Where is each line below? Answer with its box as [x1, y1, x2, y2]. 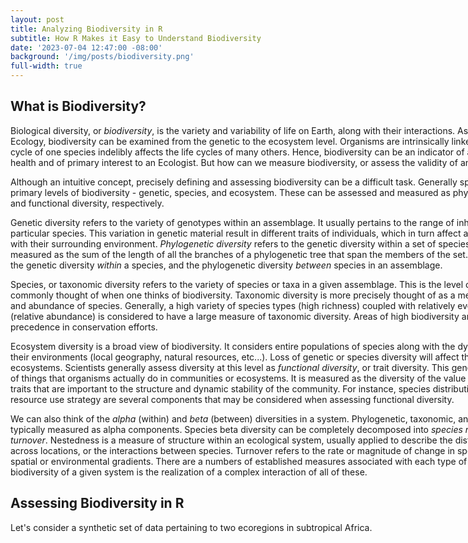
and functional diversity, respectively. [10, 197, 165, 209]
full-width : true [10, 61, 83, 71]
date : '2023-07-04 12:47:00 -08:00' [10, 42, 163, 53]
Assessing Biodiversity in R [10, 495, 185, 512]
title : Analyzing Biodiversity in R [10, 24, 163, 34]
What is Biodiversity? [10, 98, 147, 115]
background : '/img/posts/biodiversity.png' [10, 52, 195, 62]
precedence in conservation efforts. [10, 321, 158, 333]
